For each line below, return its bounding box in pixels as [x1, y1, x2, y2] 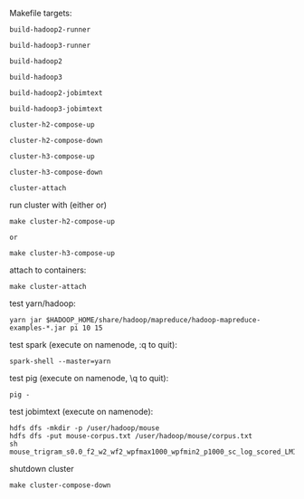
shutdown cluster [9, 464, 74, 474]
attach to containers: [9, 264, 87, 275]
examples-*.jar [9, 323, 67, 332]
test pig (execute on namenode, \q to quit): [9, 373, 169, 383]
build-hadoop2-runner [9, 25, 91, 34]
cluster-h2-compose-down [9, 136, 103, 145]
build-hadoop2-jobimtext [9, 89, 103, 98]
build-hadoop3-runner [9, 41, 91, 50]
